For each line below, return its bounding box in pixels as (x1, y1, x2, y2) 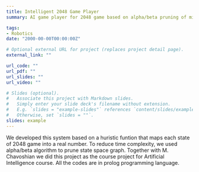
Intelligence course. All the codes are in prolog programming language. (6, 159, 179, 166)
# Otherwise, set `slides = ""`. (6, 112, 94, 118)
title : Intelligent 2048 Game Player (6, 8, 99, 15)
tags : (6, 25, 20, 31)
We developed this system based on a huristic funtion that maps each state (6, 134, 190, 141)
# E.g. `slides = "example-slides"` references (6, 107, 131, 113)
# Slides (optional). (6, 90, 60, 96)
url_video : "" (6, 79, 41, 85)
